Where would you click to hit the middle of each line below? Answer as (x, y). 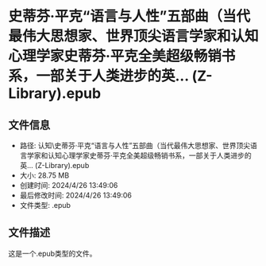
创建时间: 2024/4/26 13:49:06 (69, 185)
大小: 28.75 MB (44, 175)
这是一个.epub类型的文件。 (52, 253)
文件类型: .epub (45, 205)
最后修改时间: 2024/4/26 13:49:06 (76, 195)
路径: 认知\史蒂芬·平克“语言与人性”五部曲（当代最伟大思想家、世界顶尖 (135, 145)
